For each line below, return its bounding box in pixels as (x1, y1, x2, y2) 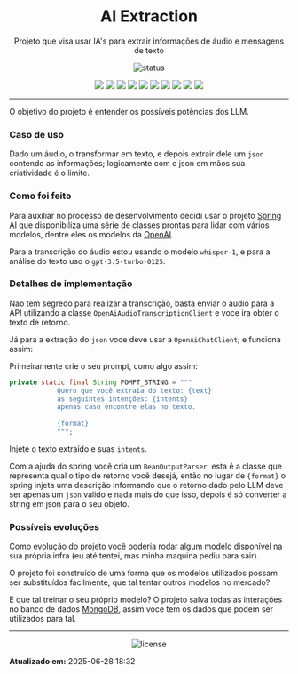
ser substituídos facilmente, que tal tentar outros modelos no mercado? (9, 577, 271, 588)
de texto (134, 44, 164, 55)
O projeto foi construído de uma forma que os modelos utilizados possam (9, 567, 278, 579)
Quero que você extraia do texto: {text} (56, 386, 213, 395)
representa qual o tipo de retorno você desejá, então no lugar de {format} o (9, 469, 286, 481)
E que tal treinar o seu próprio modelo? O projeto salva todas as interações (9, 594, 283, 606)
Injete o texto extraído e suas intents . (9, 443, 148, 454)
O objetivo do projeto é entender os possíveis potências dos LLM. (9, 106, 250, 116)
